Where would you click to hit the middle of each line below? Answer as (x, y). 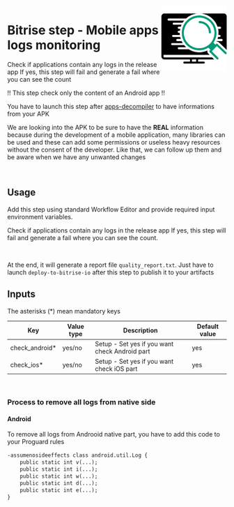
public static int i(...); (59, 469)
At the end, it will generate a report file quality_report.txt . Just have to (110, 265)
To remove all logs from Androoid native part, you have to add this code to (114, 434)
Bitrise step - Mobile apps (83, 30)
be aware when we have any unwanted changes (77, 157)
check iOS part (116, 369)
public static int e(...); (59, 490)
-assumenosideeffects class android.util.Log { (78, 455)
